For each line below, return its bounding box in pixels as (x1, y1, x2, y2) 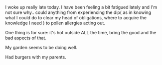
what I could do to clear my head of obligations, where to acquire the (5, 15, 147, 20)
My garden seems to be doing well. (5, 45, 78, 50)
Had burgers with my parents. (5, 54, 66, 60)
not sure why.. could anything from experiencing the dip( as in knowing (5, 9, 151, 15)
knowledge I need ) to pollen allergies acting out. (5, 20, 106, 26)
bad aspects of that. (5, 35, 46, 41)
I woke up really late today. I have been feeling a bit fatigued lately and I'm (5, 4, 158, 10)
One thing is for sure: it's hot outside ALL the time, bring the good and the (5, 30, 157, 35)
